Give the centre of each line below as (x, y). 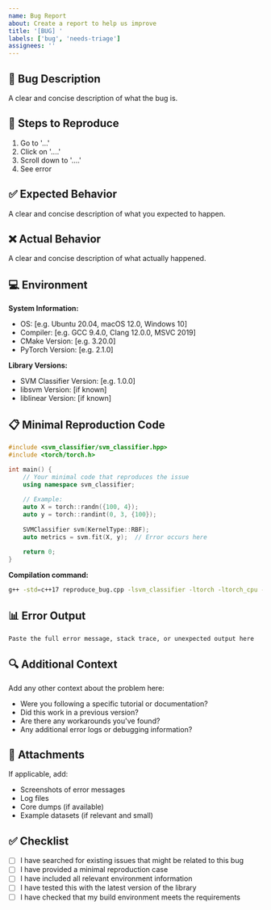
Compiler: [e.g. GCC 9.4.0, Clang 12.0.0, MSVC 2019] (108, 333)
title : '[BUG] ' (35, 31)
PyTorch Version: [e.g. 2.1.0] (67, 350)
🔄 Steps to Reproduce (64, 123)
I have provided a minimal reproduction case (94, 870)
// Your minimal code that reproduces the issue (106, 477)
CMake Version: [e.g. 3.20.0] (68, 341)
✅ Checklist (39, 841)
